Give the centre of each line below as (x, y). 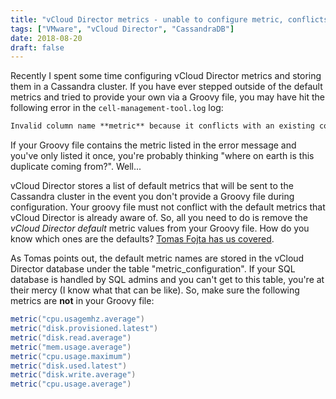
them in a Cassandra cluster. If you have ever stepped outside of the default (166, 87)
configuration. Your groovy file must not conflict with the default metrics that (168, 207)
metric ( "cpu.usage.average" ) (71, 384)
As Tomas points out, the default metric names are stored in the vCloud (157, 258)
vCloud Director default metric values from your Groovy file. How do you (160, 228)
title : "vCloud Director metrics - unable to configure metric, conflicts (169, 19)
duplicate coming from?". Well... (76, 167)
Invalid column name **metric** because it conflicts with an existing (162, 126)
